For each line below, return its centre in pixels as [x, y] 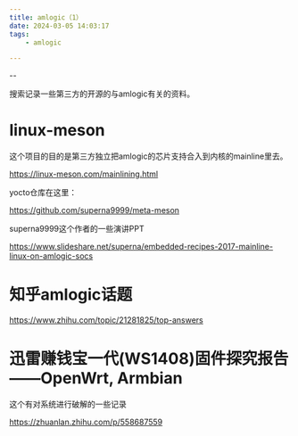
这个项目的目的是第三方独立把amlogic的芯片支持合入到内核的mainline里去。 [149, 156]
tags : [19, 34]
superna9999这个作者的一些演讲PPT [77, 229]
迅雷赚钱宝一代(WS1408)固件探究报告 [149, 359]
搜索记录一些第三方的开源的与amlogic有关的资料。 [102, 94]
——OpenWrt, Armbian [96, 378]
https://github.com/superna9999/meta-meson [95, 210]
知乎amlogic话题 [71, 295]
